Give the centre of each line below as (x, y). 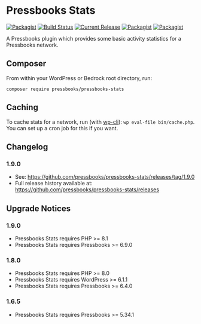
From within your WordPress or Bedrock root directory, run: (79, 78)
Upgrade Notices (38, 208)
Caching (22, 107)
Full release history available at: (54, 184)
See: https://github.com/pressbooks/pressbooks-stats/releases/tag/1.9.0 (105, 177)
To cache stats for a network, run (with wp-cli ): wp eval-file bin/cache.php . (100, 122)
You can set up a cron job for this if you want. (62, 128)
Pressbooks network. (32, 45)
